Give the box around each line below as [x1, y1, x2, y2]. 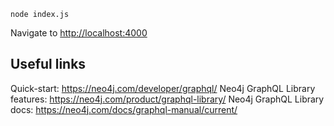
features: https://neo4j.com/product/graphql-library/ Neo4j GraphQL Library [10, 93, 325, 105]
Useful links [10, 56, 87, 73]
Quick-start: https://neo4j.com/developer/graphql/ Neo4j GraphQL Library [10, 82, 316, 94]
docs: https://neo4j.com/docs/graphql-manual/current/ [10, 103, 238, 115]
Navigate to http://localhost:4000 [10, 27, 148, 39]
